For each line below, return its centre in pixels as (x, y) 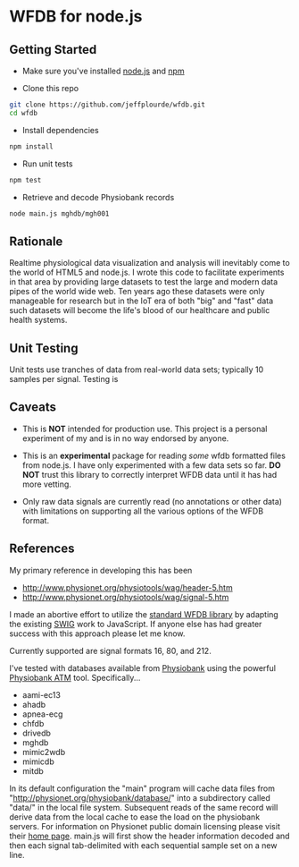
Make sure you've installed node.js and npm (103, 71)
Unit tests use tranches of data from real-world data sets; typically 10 (137, 370)
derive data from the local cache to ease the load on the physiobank (135, 817)
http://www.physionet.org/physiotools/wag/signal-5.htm (125, 597)
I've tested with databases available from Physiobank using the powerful (143, 667)
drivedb (37, 733)
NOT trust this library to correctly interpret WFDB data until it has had (149, 474)
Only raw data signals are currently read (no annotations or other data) (152, 501)
